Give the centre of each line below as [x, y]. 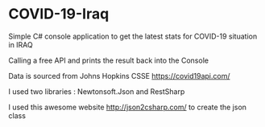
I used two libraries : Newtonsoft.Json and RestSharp [97, 91]
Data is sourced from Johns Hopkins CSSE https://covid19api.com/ [119, 76]
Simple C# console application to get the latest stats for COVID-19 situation [133, 36]
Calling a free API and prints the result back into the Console [109, 60]
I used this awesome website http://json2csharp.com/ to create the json [128, 107]
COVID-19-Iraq [59, 14]
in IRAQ [21, 44]
